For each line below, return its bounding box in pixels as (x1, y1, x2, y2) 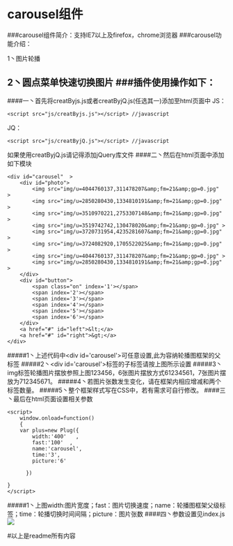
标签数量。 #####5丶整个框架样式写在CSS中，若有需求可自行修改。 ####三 (7, 386, 226, 394)
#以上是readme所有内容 (7, 531, 77, 540)
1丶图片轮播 (7, 54, 40, 63)
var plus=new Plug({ (19, 427, 79, 434)
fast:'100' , (32, 439, 73, 446)
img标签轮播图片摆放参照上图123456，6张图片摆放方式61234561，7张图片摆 (7, 368, 227, 377)
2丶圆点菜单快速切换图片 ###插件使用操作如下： (7, 77, 216, 89)
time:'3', (32, 451, 61, 458)
